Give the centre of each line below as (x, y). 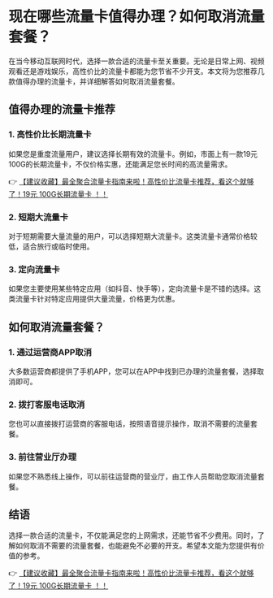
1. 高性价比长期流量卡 (50, 135)
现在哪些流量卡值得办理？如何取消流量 (137, 17)
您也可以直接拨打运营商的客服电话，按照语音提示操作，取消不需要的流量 (129, 424)
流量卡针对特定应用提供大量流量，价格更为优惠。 (97, 299)
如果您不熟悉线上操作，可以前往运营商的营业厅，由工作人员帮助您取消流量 (133, 476)
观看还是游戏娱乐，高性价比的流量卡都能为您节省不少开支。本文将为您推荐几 (136, 71)
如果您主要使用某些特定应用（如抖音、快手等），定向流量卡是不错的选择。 (131, 288)
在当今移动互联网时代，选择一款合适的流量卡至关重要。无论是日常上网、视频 (136, 61)
